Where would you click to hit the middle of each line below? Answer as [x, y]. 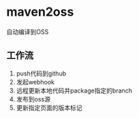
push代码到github [41, 73]
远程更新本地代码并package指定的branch [74, 91]
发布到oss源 [33, 99]
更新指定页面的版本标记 [49, 108]
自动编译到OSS [28, 32]
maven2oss [40, 12]
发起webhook [35, 82]
